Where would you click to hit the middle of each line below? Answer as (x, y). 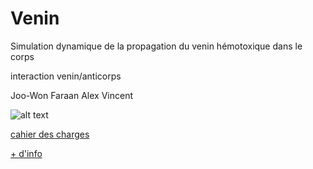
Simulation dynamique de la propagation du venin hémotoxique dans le (156, 46)
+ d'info (26, 153)
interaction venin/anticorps (66, 76)
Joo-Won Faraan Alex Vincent (71, 95)
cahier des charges (50, 134)
